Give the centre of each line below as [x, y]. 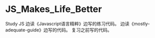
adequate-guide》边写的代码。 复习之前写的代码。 [59, 30]
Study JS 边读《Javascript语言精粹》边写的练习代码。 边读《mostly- [77, 23]
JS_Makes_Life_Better [54, 9]
